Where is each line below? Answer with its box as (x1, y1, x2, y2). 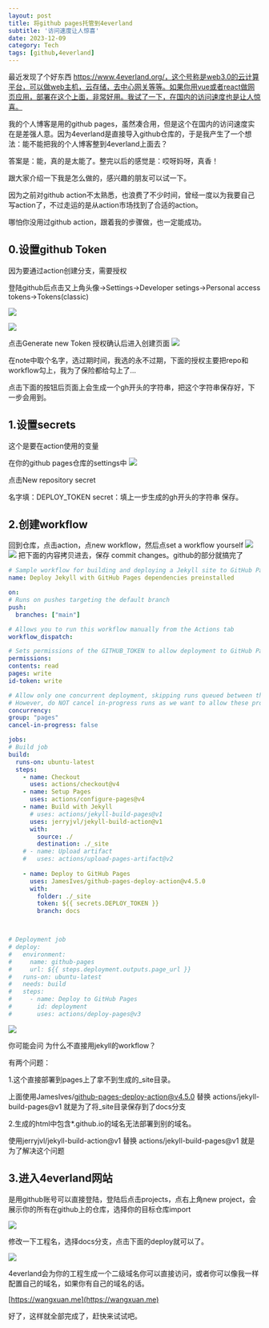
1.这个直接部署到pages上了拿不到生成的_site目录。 (8, 1075, 175, 1084)
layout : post (8, 11, 52, 20)
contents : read (8, 662, 59, 670)
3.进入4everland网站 (8, 1172, 114, 1185)
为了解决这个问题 (8, 1145, 65, 1155)
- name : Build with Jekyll (22, 803, 113, 811)
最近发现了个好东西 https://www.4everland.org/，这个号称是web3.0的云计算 (8, 72, 259, 81)
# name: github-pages (8, 958, 94, 966)
